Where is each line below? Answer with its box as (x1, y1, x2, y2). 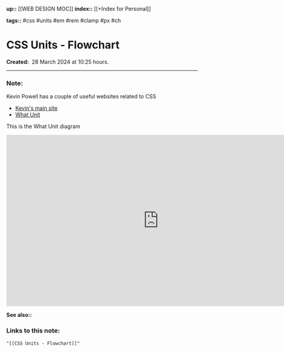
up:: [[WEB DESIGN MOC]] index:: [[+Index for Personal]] (6, 5, 151, 12)
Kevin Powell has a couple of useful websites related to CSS (6, 93, 157, 100)
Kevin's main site (15, 104, 58, 112)
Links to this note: (6, 327, 61, 335)
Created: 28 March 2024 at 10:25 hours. (6, 58, 109, 66)
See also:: (6, 311, 32, 319)
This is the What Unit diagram (6, 123, 81, 130)
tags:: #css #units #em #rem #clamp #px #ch (6, 17, 121, 24)
